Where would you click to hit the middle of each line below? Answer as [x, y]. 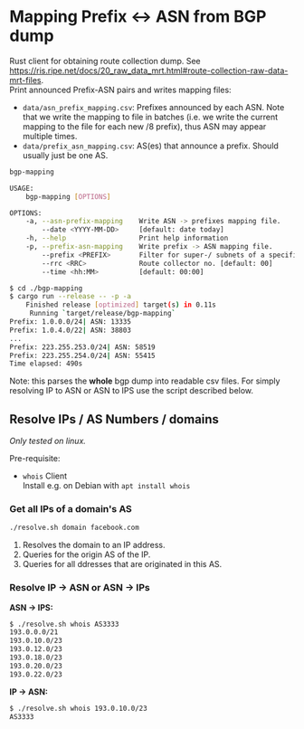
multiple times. [50, 136]
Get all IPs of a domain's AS [71, 509]
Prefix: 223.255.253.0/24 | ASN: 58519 [82, 347]
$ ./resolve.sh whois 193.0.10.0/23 [78, 708]
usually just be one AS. [65, 155]
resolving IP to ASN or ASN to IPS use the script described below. [132, 391]
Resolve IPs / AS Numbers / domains [114, 419]
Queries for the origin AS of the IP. [86, 554]
